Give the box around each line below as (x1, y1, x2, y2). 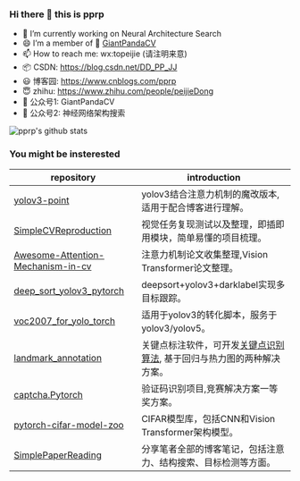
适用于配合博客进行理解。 (141, 201, 249, 214)
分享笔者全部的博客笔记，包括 (141, 443, 267, 455)
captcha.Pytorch (13, 388, 83, 401)
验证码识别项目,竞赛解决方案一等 (141, 382, 279, 394)
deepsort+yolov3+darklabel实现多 (141, 278, 286, 291)
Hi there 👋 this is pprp (9, 8, 104, 21)
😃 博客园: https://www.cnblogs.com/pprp (21, 76, 177, 87)
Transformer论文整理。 (141, 261, 238, 274)
